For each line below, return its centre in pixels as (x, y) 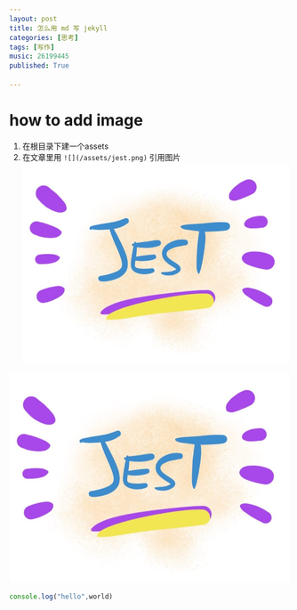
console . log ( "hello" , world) (61, 597)
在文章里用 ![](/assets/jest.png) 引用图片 (101, 157)
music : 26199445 (39, 57)
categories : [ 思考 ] (44, 37)
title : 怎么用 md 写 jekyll (59, 28)
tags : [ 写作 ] (32, 47)
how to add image (76, 121)
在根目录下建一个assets (65, 146)
